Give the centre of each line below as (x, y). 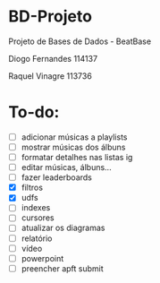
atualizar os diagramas (63, 228)
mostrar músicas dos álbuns (73, 147)
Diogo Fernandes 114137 (53, 58)
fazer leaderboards (57, 177)
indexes (36, 208)
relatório (37, 238)
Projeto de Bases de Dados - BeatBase (80, 41)
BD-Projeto (51, 17)
